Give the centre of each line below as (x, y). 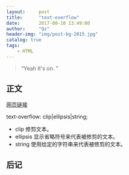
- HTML (25, 51)
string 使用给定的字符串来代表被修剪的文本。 (71, 144)
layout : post (28, 12)
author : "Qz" (28, 29)
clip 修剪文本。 (33, 129)
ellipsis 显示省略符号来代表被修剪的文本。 (67, 136)
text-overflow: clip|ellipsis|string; (47, 116)
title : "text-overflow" (43, 17)
